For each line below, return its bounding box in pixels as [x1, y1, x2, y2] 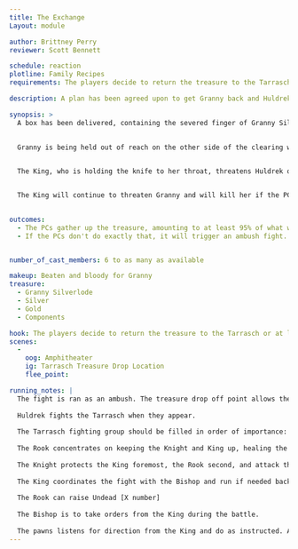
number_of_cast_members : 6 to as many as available [9, 255, 204, 265]
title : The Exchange [9, 12, 86, 22]
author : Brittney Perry [9, 37, 98, 46]
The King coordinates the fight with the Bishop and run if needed [17, 477, 272, 486]
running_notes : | [9, 386, 74, 395]
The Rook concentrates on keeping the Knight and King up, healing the [17, 444, 288, 453]
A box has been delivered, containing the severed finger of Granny [17, 118, 276, 127]
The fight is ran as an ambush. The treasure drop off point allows [17, 394, 276, 403]
